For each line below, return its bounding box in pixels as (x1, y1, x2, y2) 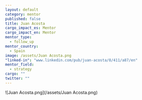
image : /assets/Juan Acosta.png (5, 53, 71, 58)
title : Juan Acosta (5, 21, 45, 26)
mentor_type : (5, 35, 32, 40)
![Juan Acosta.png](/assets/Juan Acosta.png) (5, 89, 98, 95)
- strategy (9, 67, 32, 72)
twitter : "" (5, 76, 30, 81)
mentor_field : (5, 62, 35, 67)
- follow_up (9, 39, 35, 44)
